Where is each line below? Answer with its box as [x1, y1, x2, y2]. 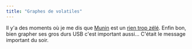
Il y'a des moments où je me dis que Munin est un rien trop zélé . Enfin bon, [6, 24, 186, 31]
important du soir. [6, 36, 49, 43]
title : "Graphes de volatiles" [6, 8, 83, 14]
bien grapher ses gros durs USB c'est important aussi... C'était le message [6, 30, 186, 37]
